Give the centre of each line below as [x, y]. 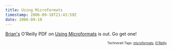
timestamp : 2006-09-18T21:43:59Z [41, 15]
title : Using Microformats [34, 10]
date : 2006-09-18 [24, 19]
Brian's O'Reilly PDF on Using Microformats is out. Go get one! [71, 34]
